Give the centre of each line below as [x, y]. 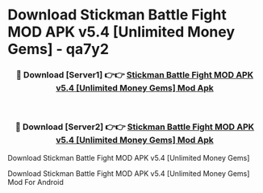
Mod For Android [35, 182]
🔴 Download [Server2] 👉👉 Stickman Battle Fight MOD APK [135, 127]
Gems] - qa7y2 [58, 49]
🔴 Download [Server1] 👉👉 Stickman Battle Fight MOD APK [135, 75]
